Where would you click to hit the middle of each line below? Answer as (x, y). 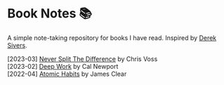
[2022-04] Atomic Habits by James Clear (67, 74)
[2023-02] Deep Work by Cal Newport (63, 66)
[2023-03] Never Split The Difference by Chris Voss (83, 59)
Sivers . (17, 45)
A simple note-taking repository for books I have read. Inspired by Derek (112, 38)
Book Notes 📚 (50, 14)
